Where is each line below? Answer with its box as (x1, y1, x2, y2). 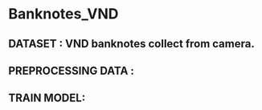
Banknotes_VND (8, 5, 119, 23)
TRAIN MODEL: (8, 92, 86, 105)
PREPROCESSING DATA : (8, 63, 135, 77)
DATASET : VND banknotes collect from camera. (8, 37, 255, 51)
